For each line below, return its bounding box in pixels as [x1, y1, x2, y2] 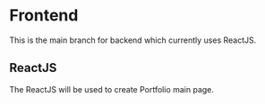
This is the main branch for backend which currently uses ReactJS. [9, 35, 257, 45]
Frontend [9, 5, 79, 26]
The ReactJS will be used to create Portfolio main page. [9, 84, 215, 94]
